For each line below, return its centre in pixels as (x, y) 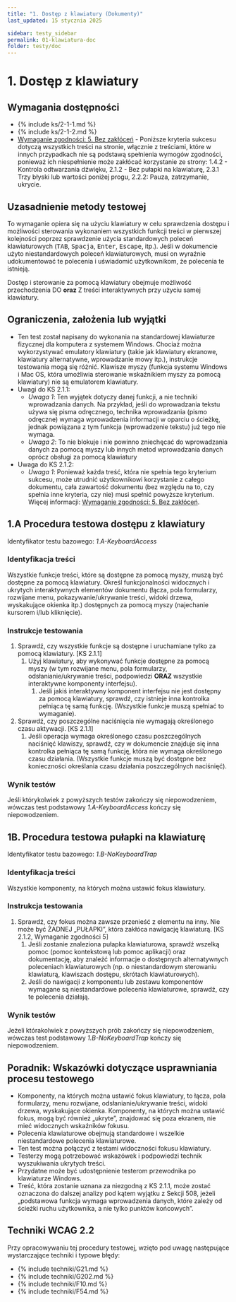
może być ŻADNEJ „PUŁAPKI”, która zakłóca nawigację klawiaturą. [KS (120, 929)
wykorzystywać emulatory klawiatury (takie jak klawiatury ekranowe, (118, 351)
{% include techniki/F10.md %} (62, 1284)
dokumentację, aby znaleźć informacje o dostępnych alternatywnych (128, 959)
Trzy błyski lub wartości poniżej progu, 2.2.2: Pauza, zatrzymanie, (113, 177)
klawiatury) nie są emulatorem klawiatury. (78, 382)
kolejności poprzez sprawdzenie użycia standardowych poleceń (100, 238)
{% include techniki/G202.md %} (66, 1276)
